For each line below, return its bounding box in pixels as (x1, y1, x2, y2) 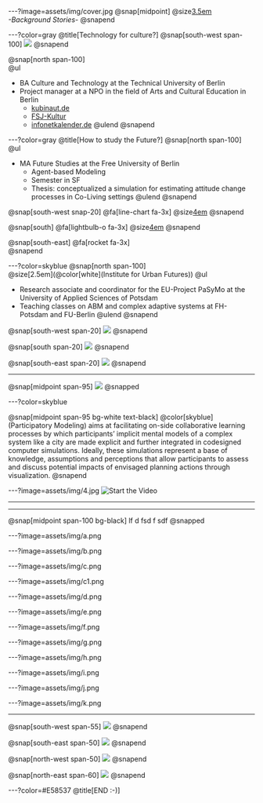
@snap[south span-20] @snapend (8, 342, 129, 352)
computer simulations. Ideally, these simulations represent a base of (8, 446, 229, 454)
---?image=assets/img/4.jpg (8, 486, 100, 495)
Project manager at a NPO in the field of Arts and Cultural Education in (19, 86, 247, 96)
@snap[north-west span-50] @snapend (8, 754, 147, 764)
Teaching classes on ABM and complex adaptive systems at (19, 301, 214, 311)
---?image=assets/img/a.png (8, 531, 102, 540)
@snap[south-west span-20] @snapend (8, 326, 148, 335)
